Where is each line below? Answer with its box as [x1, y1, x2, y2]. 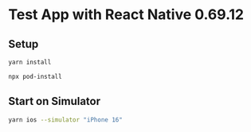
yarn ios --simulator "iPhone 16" [8, 115, 124, 124]
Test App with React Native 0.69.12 [8, 6, 245, 24]
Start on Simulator [8, 95, 101, 108]
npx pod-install [8, 72, 62, 80]
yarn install [8, 58, 52, 66]
